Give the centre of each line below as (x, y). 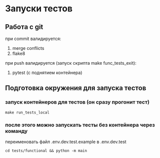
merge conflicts (28, 48)
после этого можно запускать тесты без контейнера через (80, 125)
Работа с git (24, 27)
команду (17, 131)
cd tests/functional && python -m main (46, 151)
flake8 (19, 53)
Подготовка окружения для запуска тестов (76, 88)
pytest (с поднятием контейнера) (47, 73)
